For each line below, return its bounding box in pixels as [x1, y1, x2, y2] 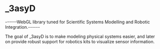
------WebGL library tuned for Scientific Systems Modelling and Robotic [5, 19, 150, 25]
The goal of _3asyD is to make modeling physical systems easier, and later [5, 33, 155, 39]
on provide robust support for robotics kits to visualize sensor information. [5, 38, 155, 44]
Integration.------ [5, 24, 40, 30]
